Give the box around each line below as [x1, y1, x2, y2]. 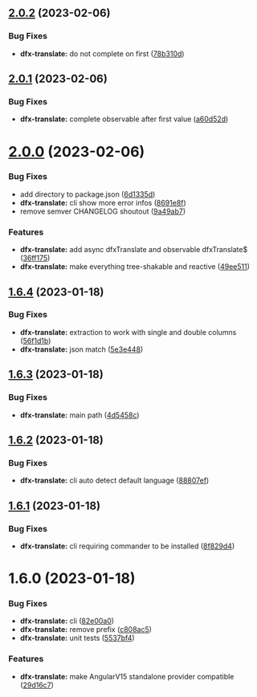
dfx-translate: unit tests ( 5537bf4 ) [19, 634, 135, 643]
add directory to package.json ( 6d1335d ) [19, 189, 156, 199]
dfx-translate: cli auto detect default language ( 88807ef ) [19, 475, 210, 485]
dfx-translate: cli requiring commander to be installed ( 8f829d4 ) [19, 541, 235, 551]
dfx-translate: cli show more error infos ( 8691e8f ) [19, 198, 186, 207]
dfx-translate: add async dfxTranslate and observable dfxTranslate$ [19, 245, 248, 255]
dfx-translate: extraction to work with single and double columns [19, 327, 237, 336]
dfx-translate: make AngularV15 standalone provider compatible [19, 671, 235, 681]
